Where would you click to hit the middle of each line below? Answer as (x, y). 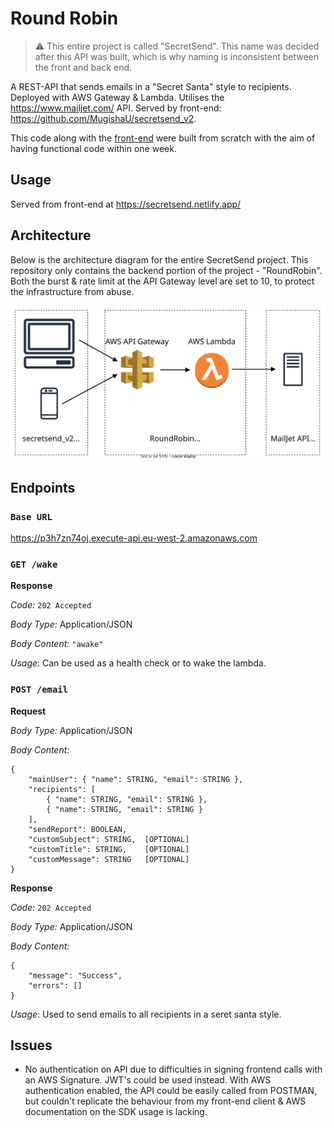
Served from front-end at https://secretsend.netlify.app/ (126, 204)
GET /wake (34, 564)
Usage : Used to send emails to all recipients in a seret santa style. (146, 1014)
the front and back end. (83, 67)
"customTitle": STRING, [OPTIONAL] (109, 849)
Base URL (31, 516)
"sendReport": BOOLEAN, (78, 829)
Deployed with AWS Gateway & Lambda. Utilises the (117, 97)
